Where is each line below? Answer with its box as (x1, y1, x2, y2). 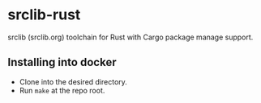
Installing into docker (7, 56, 117, 69)
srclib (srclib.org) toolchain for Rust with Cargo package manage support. (7, 32, 254, 42)
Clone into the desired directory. (19, 76, 127, 86)
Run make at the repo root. (19, 85, 105, 95)
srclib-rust (7, 6, 81, 24)
